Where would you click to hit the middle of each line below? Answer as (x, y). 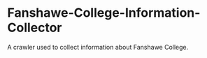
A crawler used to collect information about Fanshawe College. (98, 47)
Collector (35, 28)
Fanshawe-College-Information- (104, 13)
